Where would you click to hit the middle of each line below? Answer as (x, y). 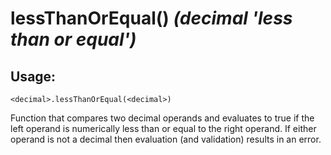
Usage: (33, 76)
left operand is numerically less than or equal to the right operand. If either (163, 128)
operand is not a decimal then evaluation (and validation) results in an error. (166, 139)
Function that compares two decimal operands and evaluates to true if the (162, 118)
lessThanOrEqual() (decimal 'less (151, 18)
